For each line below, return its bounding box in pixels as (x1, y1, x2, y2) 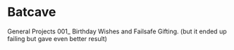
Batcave (7, 4, 56, 20)
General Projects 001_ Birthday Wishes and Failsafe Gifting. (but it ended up (7, 27, 227, 35)
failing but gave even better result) (7, 34, 108, 42)
